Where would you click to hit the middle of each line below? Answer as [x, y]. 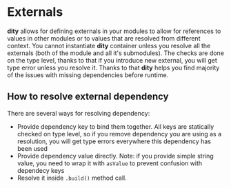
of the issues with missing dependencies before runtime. [88, 75]
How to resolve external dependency [88, 97]
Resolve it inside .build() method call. [72, 178]
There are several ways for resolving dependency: [79, 113]
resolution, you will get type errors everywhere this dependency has [114, 141]
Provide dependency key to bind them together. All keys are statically [115, 126]
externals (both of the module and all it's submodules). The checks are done [115, 53]
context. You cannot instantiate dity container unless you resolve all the [109, 45]
